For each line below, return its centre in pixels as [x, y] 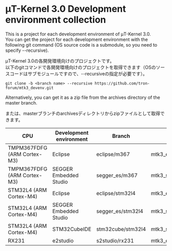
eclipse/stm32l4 [116, 193]
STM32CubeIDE [72, 229]
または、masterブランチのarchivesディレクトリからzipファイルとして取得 [83, 113]
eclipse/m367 [113, 154]
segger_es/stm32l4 [120, 211]
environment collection [56, 20]
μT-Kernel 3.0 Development [66, 9]
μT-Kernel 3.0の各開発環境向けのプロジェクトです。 [60, 61]
